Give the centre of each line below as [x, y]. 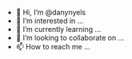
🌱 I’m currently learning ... [58, 29]
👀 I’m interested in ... [50, 21]
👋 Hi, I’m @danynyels [51, 12]
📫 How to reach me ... [53, 47]
